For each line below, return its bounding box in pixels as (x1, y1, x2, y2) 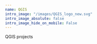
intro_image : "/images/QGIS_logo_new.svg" (5, 12, 93, 16)
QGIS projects (5, 34, 33, 40)
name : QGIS (5, 7, 27, 12)
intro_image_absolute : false (5, 16, 64, 21)
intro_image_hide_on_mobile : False (5, 20, 78, 26)
